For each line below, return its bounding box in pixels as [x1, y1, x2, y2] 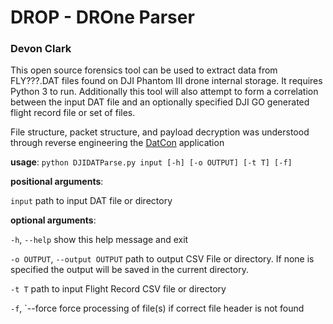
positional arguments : [10, 176, 104, 188]
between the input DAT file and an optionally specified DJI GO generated [10, 96, 310, 108]
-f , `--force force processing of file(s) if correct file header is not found [10, 302, 305, 315]
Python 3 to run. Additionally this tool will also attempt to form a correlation [10, 86, 319, 98]
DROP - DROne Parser [10, 6, 195, 29]
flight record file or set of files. [10, 107, 136, 119]
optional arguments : [10, 214, 97, 226]
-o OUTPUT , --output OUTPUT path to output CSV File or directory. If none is [10, 253, 315, 265]
